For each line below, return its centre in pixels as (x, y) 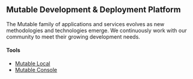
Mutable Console (36, 70)
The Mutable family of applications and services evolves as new (85, 24)
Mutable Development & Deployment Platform (94, 10)
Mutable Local (32, 64)
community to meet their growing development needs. (73, 37)
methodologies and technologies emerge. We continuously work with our (96, 30)
